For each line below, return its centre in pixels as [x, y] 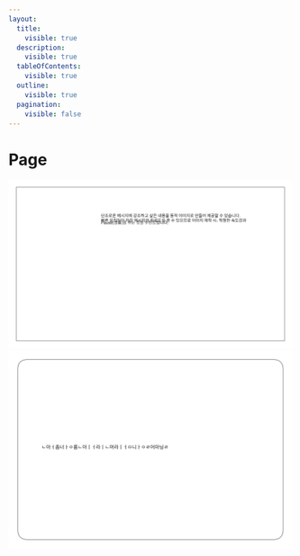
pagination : [39, 104]
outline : [33, 85]
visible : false [53, 114]
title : [29, 28]
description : [41, 48]
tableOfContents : [49, 67]
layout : [23, 19]
